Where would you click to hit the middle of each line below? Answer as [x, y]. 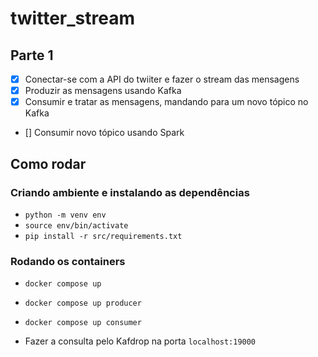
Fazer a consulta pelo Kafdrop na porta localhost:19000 [140, 341]
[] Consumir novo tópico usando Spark [104, 133]
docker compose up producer [83, 303]
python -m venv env [65, 215]
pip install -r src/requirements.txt [103, 236]
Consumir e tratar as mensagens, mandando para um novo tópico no [166, 102]
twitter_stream [72, 18]
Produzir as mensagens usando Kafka [103, 91]
